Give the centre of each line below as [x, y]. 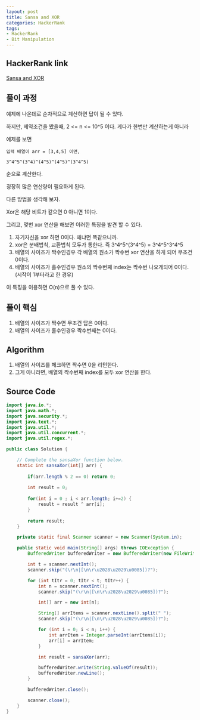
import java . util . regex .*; [40, 438]
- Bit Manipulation [30, 39]
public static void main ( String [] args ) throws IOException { [96, 548]
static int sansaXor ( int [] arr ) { [60, 465]
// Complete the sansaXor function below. [70, 460]
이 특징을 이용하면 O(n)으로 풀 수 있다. [51, 287]
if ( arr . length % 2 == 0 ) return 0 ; [72, 477]
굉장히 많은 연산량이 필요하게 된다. [46, 186]
